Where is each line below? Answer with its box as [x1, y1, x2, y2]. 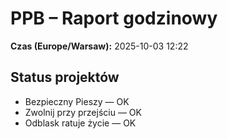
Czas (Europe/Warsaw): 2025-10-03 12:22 [10, 40, 189, 52]
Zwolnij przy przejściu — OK [24, 106, 142, 118]
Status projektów [10, 69, 120, 86]
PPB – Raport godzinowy [10, 7, 218, 30]
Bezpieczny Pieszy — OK [24, 95, 130, 107]
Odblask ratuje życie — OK [24, 117, 137, 129]
